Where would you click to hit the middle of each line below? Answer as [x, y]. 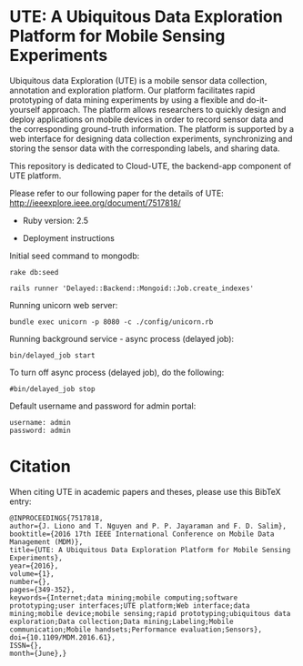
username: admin [40, 422]
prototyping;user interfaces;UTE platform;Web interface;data [130, 605]
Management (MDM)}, [46, 542]
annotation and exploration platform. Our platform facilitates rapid [132, 90]
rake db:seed [34, 272]
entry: [20, 501]
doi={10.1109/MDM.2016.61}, [63, 637]
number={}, [30, 581]
